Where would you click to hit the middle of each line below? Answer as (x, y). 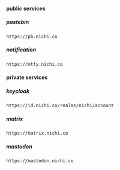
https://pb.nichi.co (32, 37)
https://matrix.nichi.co (37, 133)
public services (26, 8)
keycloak (18, 91)
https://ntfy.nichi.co (34, 64)
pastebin (18, 22)
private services (27, 77)
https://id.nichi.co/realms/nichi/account (60, 106)
